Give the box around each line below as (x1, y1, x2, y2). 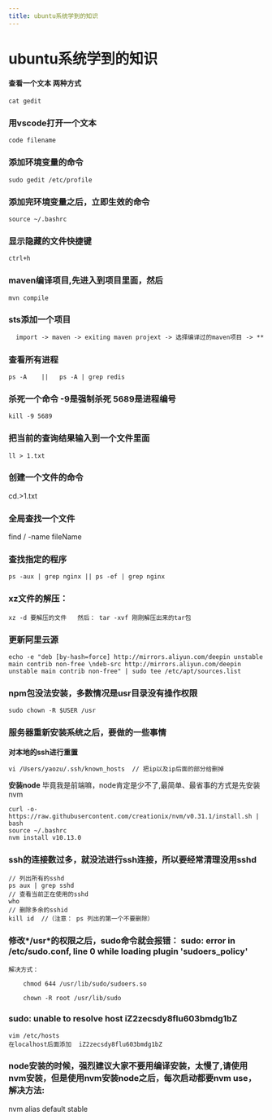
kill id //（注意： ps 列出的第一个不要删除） (8, 914, 154, 923)
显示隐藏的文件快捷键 (8, 235, 92, 247)
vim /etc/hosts (8, 1031, 60, 1039)
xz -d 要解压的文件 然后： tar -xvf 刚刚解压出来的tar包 (8, 613, 192, 621)
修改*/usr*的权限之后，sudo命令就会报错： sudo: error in (8, 934, 235, 946)
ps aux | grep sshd (8, 881, 75, 889)
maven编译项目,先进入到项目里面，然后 (8, 275, 164, 286)
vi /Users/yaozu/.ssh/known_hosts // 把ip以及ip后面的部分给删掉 (8, 765, 225, 773)
